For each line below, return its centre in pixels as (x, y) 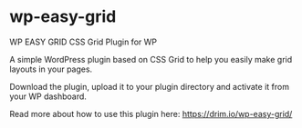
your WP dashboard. (48, 96)
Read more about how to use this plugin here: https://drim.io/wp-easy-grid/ (151, 113)
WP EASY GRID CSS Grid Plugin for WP (83, 42)
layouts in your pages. (51, 69)
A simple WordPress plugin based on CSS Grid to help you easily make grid (151, 59)
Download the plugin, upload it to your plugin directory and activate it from (150, 86)
